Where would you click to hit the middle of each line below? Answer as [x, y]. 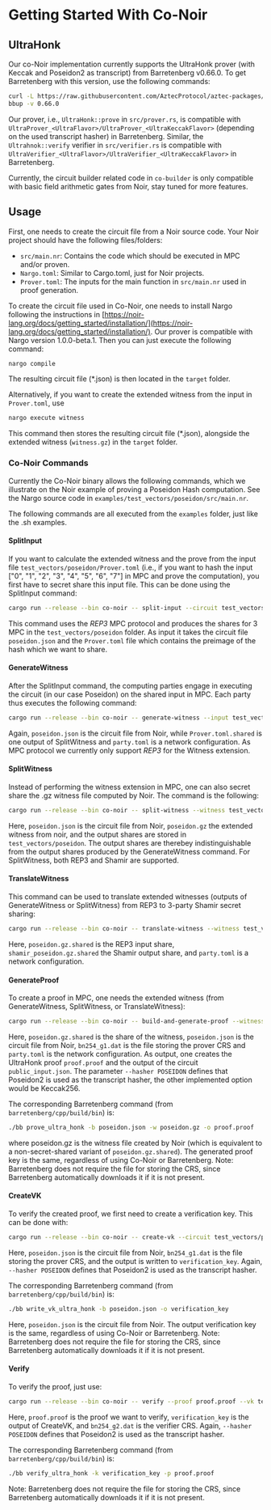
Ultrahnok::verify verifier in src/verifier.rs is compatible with [115, 145]
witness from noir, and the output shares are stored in [98, 834]
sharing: [22, 914]
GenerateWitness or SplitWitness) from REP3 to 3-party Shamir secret [125, 906]
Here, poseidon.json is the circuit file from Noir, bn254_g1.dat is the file [126, 1253]
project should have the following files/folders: [85, 240]
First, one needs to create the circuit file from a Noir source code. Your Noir [134, 231]
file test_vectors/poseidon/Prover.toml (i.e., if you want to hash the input [131, 567]
